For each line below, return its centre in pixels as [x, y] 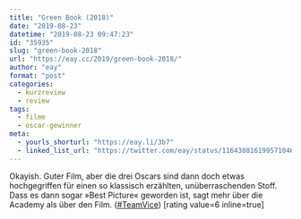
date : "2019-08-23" [46, 26]
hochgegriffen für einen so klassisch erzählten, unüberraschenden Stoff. [143, 185]
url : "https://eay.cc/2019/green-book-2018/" [95, 59]
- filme [32, 117]
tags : [19, 109]
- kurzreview [42, 92]
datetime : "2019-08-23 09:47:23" [72, 34]
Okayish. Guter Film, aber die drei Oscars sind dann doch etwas [127, 176]
